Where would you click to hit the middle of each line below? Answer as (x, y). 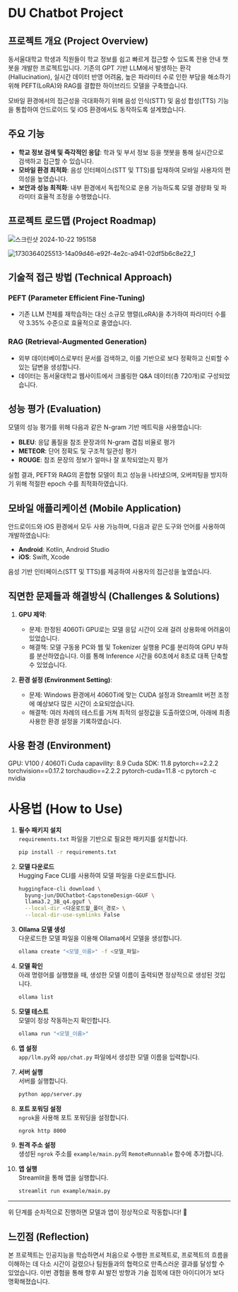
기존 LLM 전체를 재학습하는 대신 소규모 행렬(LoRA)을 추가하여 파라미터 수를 (122, 314)
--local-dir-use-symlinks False (72, 915)
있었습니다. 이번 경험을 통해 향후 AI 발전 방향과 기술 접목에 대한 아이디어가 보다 (116, 1273)
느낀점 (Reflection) (49, 1237)
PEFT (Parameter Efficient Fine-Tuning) (77, 298)
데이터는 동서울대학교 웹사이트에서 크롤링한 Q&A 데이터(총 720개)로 (112, 375)
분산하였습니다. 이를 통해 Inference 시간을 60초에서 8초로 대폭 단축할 (132, 656)
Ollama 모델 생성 (42, 929)
